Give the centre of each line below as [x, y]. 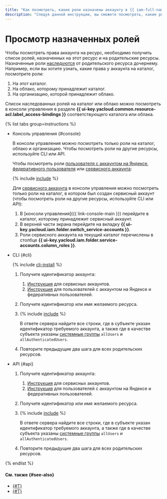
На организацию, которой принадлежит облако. [64, 94]
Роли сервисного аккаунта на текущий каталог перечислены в [86, 235]
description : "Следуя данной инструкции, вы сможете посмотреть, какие [81, 14]
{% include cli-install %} [37, 265]
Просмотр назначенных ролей [73, 39]
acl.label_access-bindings [33, 115]
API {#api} [23, 364]
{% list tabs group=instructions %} [41, 124]
